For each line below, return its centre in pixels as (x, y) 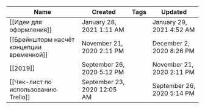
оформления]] (31, 30)
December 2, (171, 43)
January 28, (99, 22)
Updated (174, 12)
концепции (25, 47)
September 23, (103, 82)
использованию (33, 89)
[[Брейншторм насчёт (42, 40)
